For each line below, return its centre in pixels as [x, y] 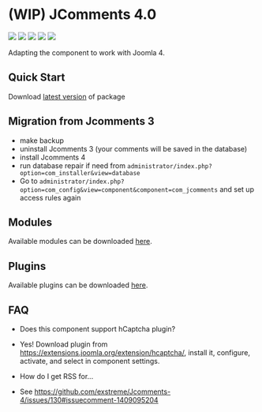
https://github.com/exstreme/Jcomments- [103, 391]
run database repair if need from [73, 165]
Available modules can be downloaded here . [80, 242]
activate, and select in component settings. [90, 361]
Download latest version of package [67, 96]
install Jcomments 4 [52, 157]
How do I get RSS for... [56, 376]
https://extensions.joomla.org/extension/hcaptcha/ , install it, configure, [135, 352]
